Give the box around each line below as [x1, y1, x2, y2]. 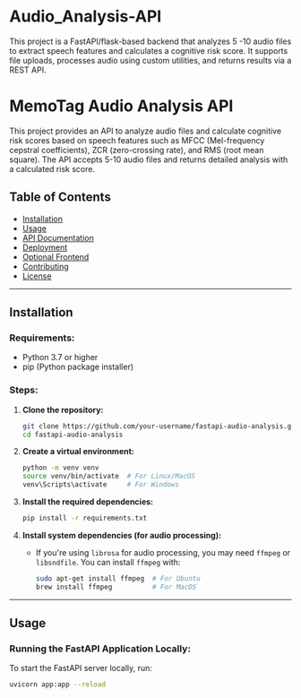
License [21, 271, 52, 281]
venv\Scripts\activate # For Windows [21, 480, 180, 489]
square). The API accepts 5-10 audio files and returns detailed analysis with [9, 154, 288, 165]
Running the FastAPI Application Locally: [9, 642, 191, 655]
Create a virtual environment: [21, 446, 134, 457]
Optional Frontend [21, 251, 90, 262]
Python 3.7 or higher [21, 352, 99, 363]
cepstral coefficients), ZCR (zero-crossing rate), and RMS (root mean [9, 144, 264, 155]
